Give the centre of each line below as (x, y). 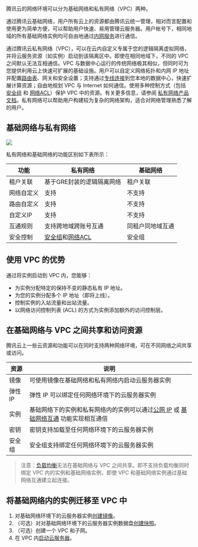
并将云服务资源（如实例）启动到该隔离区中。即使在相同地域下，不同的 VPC (97, 56)
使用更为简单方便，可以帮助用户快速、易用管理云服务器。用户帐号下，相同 (96, 29)
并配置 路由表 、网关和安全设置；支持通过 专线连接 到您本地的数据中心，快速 (96, 78)
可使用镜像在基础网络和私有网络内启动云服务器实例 (100, 381)
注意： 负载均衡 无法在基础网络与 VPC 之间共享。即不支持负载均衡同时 (105, 466)
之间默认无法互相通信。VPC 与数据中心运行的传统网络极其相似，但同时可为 (97, 63)
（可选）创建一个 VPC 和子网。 (52, 530)
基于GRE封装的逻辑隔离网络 (83, 182)
